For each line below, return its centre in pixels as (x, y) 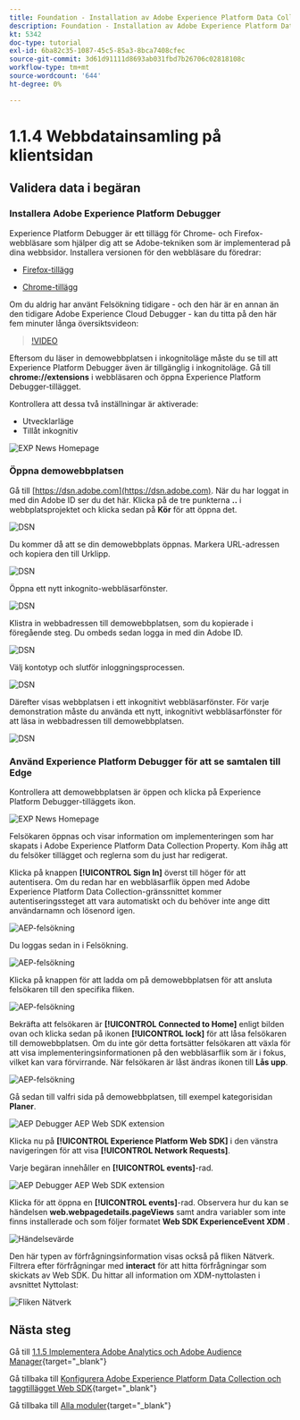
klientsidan (51, 155)
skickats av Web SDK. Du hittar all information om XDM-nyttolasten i (135, 1275)
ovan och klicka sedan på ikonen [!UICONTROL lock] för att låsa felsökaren (148, 1033)
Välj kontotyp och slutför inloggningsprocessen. (97, 667)
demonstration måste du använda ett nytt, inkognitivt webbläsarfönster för (146, 711)
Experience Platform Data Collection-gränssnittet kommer (116, 892)
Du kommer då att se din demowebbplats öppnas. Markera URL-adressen (144, 544)
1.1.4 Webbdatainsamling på (115, 136)
